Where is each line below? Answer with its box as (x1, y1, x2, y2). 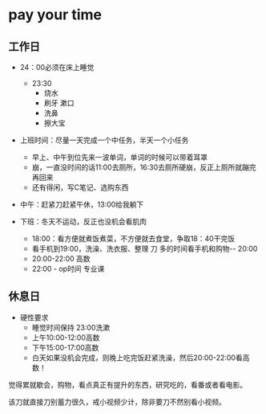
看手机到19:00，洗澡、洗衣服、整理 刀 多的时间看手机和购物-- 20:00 (31, 244, 258, 253)
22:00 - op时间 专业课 (31, 264, 105, 273)
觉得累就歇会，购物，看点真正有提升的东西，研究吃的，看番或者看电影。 (8, 379, 247, 389)
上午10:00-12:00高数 (31, 332, 100, 342)
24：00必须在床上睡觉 (19, 63, 95, 72)
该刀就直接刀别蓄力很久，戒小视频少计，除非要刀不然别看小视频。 (8, 396, 226, 407)
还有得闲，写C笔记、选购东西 (31, 182, 129, 192)
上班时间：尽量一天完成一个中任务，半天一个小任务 (19, 135, 189, 145)
